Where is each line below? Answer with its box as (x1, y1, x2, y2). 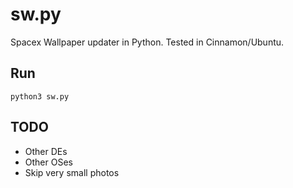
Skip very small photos (24, 166, 120, 178)
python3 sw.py (10, 91, 70, 102)
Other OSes (24, 156, 73, 168)
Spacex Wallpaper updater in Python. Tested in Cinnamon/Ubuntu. (10, 36, 285, 48)
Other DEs (24, 145, 68, 157)
